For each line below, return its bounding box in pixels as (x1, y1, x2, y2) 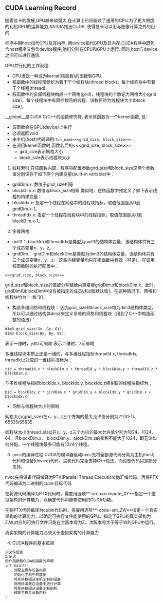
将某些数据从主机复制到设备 (14, 577, 61, 582)
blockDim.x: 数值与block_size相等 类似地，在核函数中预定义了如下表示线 (12, 187, 158, 193)
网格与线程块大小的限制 (12, 403, 59, 409)
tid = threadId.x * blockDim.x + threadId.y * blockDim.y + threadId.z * (5, 367, 158, 371)
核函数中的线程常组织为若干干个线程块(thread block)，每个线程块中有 (12, 79, 152, 85)
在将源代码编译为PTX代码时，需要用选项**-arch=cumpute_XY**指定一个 (5, 490, 152, 496)
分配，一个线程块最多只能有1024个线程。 (9, 441, 91, 447)
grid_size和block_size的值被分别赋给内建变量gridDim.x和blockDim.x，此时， (5, 282, 158, 288)
